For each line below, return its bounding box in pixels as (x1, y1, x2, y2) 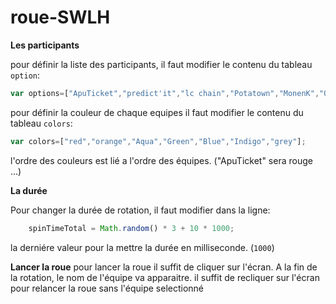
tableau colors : (10, 117, 73, 129)
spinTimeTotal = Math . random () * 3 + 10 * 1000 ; (28, 223, 235, 233)
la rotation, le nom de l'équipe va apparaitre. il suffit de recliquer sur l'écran (10, 271, 320, 283)
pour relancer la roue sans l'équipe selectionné (10, 282, 205, 294)
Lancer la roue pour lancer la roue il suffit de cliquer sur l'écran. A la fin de (10, 261, 318, 273)
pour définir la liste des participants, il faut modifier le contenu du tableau (10, 58, 313, 70)
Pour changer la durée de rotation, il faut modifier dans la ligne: (10, 204, 271, 216)
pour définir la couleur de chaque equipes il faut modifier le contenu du (10, 106, 304, 118)
